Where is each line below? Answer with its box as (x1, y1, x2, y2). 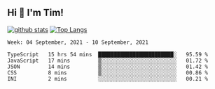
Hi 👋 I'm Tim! (7, 7, 64, 19)
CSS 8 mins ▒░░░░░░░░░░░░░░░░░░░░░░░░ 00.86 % (7, 69, 209, 76)
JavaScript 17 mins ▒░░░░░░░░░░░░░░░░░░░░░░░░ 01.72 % (7, 57, 209, 64)
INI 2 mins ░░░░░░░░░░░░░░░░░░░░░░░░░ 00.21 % (7, 75, 209, 82)
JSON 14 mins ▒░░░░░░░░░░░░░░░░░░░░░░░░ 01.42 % (7, 63, 209, 70)
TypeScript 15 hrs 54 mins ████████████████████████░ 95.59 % (7, 51, 209, 58)
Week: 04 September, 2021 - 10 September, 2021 (7, 39, 149, 46)
